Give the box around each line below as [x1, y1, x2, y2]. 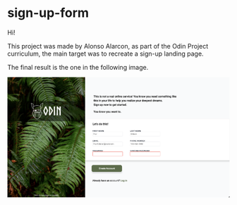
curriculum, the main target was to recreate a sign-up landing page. [7, 49, 204, 58]
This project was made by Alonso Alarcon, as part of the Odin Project [7, 42, 209, 50]
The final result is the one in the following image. [7, 63, 149, 71]
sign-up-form [7, 5, 90, 21]
